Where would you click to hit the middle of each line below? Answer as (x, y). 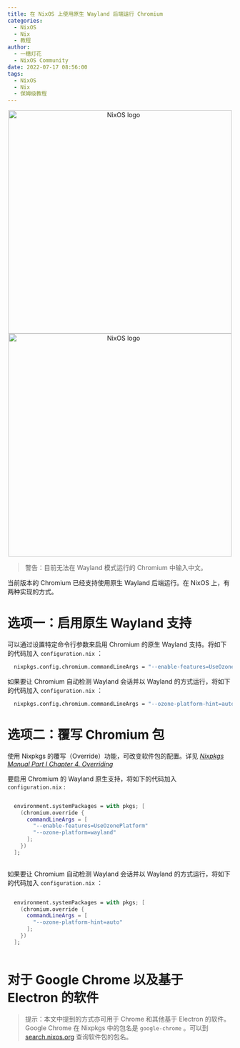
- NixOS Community (41, 61)
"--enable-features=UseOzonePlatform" (91, 826)
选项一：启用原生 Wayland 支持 (100, 623)
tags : (15, 74)
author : (19, 47)
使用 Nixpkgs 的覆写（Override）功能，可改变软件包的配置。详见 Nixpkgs (116, 756)
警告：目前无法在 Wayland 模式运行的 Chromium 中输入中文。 (116, 568)
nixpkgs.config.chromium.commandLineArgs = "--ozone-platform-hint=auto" (126, 704)
